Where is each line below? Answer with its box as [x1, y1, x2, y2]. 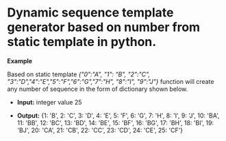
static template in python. [7, 34, 157, 50]
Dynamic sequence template [7, 5, 174, 21]
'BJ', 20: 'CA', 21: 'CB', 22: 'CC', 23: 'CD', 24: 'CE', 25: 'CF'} [16, 126, 184, 134]
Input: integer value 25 [16, 98, 82, 106]
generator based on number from [7, 19, 201, 35]
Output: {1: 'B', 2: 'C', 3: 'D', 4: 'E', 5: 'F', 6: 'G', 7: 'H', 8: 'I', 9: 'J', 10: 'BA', [16, 111, 221, 120]
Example [7, 56, 33, 65]
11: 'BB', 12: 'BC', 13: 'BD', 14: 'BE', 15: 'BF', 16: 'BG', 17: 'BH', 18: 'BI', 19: [16, 118, 214, 127]
